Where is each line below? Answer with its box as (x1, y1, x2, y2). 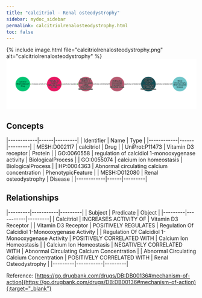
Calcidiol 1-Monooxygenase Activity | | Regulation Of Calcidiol (6, 228, 160, 235)
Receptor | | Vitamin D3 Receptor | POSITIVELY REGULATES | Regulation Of (6, 221, 194, 229)
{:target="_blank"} (6, 285, 52, 292)
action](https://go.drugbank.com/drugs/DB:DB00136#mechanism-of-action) (6, 278, 197, 285)
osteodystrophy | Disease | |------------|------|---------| (6, 175, 148, 183)
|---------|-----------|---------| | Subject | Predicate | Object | (6, 209, 160, 216)
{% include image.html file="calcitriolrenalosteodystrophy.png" (6, 46, 163, 54)
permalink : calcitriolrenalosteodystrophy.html (6, 22, 128, 28)
